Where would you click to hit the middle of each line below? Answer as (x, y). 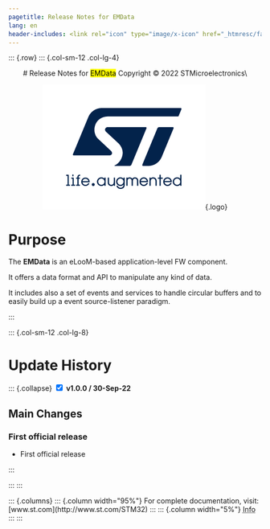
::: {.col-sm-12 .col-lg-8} (49, 333)
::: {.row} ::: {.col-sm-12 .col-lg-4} (64, 58)
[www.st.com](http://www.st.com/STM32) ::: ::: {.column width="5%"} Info (132, 509)
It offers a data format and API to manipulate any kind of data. (110, 277)
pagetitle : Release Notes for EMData (72, 17)
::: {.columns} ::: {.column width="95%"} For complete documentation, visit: (134, 500)
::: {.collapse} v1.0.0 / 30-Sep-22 (70, 388)
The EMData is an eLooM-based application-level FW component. (118, 262)
